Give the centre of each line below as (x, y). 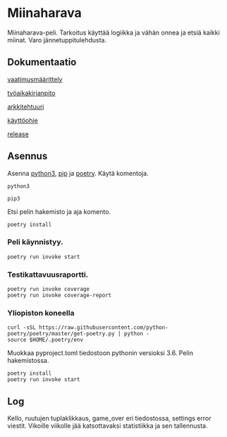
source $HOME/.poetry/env (45, 340)
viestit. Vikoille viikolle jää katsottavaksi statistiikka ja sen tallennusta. (108, 426)
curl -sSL (22, 328)
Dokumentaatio (42, 62)
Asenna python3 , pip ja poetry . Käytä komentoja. (78, 173)
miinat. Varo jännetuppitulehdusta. (57, 40)
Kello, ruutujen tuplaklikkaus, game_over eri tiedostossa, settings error (109, 419)
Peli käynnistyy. (35, 242)
